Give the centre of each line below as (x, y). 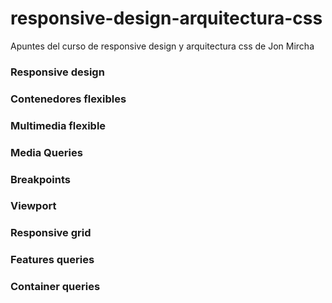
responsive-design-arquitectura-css (166, 18)
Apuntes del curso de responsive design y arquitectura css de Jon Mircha (162, 46)
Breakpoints (40, 179)
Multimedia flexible (58, 125)
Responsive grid (51, 233)
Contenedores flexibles (68, 99)
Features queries (52, 260)
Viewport (33, 206)
